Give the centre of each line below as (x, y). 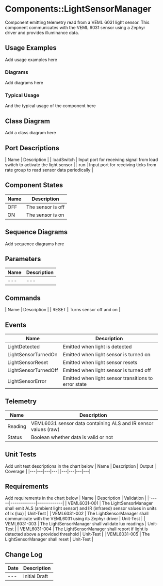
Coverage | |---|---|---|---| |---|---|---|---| (48, 471)
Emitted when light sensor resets (100, 363)
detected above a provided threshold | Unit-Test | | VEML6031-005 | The (78, 534)
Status (15, 437)
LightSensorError (27, 381)
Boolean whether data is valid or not (72, 437)
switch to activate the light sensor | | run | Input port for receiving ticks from (81, 165)
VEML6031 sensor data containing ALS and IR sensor (92, 423)
